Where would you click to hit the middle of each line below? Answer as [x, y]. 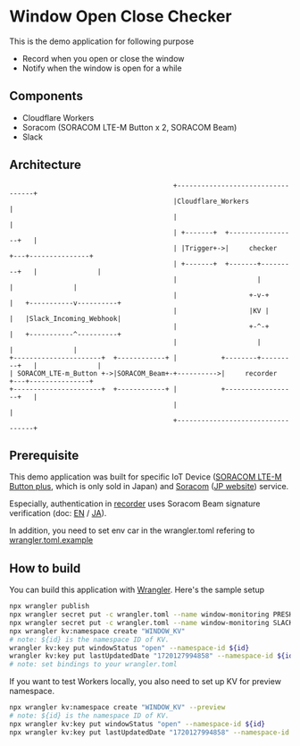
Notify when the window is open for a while [102, 68]
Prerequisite [44, 455]
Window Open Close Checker [121, 17]
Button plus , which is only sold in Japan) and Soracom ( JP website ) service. [149, 487]
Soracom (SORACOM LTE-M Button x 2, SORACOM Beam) [129, 127]
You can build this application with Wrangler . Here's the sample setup [137, 590]
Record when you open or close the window [103, 58]
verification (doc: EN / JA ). [58, 513]
